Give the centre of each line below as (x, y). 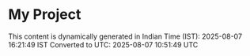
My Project (45, 15)
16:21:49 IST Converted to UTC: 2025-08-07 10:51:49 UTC (103, 44)
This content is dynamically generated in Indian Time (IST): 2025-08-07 (125, 36)
